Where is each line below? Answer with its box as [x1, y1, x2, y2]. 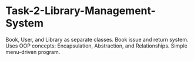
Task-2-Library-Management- [5, 4, 156, 18]
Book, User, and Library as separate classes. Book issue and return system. [5, 36, 189, 43]
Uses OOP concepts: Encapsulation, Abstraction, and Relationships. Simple [5, 42, 188, 49]
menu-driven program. [5, 48, 61, 55]
